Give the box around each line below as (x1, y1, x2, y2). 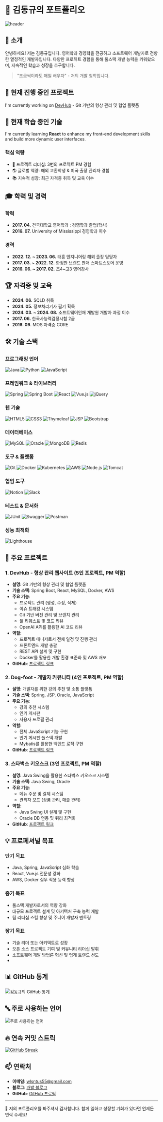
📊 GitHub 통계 (5, 973, 48, 981)
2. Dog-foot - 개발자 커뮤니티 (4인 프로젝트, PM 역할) (5, 674, 124, 681)
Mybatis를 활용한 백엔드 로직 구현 (19, 741, 83, 747)
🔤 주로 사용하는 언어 (5, 1004, 62, 1012)
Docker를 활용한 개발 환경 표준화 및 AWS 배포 (19, 654, 107, 660)
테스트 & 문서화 (5, 502, 39, 509)
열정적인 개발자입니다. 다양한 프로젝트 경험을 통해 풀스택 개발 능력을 (10, 56, 138, 62)
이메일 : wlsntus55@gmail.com (12, 1079, 72, 1084)
